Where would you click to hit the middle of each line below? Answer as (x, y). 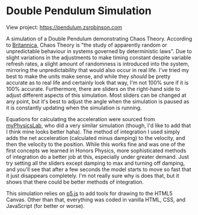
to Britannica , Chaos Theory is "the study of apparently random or (87, 45)
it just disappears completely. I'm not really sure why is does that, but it (92, 175)
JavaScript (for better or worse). (45, 206)
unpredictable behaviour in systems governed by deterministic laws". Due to (99, 51)
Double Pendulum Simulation (79, 11)
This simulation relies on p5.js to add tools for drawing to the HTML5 (89, 193)
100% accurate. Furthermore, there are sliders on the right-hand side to (93, 89)
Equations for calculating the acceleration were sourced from (81, 119)
